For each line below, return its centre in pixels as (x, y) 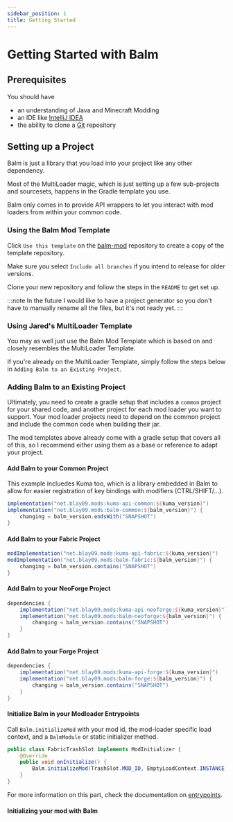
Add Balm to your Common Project (58, 468)
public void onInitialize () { (63, 762)
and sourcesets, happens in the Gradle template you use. (89, 191)
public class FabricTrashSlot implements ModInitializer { (94, 749)
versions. (20, 273)
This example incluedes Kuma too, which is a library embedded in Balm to (113, 483)
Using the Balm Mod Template (59, 230)
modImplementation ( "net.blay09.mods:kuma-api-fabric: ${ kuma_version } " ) (113, 554)
